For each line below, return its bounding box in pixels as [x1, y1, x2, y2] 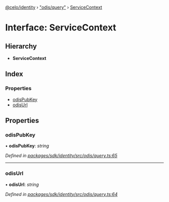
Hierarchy [5, 42, 37, 50]
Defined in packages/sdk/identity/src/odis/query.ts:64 [5, 191, 118, 197]
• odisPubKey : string [5, 143, 49, 149]
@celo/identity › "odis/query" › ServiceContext [5, 5, 102, 10]
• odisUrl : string [5, 181, 39, 187]
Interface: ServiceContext [5, 22, 117, 33]
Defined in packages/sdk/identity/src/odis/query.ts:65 [5, 153, 118, 159]
